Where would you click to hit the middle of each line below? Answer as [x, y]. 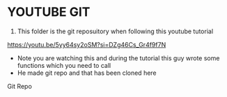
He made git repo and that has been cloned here [87, 73]
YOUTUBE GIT [49, 12]
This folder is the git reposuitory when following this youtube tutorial [115, 31]
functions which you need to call [64, 65]
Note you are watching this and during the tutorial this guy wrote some [118, 58]
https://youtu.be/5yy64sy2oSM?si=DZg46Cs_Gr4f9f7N [87, 44]
